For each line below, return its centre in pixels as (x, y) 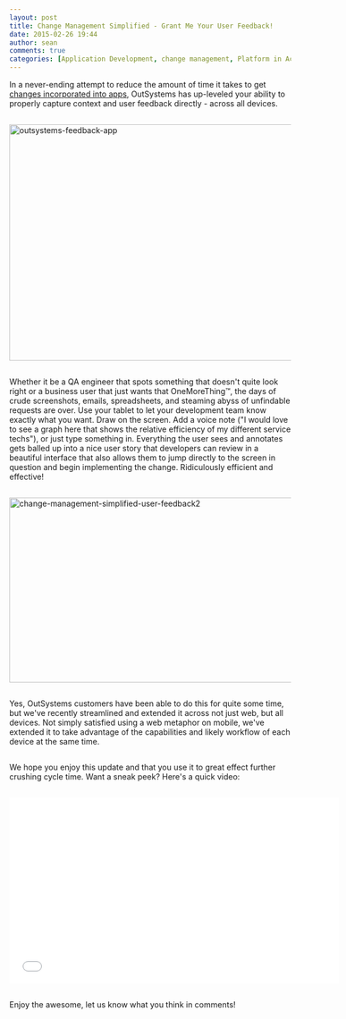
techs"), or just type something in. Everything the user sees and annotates (146, 438)
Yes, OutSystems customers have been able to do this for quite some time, (147, 703)
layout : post (34, 17)
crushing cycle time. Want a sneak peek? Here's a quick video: (125, 777)
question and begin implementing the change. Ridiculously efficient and (141, 467)
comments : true (38, 51)
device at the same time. (55, 741)
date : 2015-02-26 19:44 (54, 34)
